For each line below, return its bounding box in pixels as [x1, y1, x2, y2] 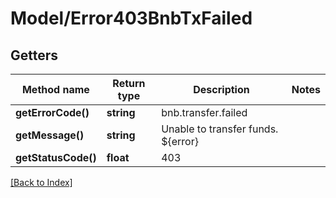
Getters [10, 47, 59, 64]
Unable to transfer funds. [161, 122, 279, 136]
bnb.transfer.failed [161, 106, 248, 119]
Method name [21, 83, 90, 96]
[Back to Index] [10, 177, 73, 188]
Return [112, 77, 146, 90]
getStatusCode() [15, 151, 97, 164]
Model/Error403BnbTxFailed [10, 7, 253, 30]
